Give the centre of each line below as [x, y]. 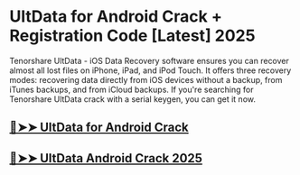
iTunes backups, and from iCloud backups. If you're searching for [131, 89]
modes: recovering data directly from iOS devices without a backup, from [146, 79]
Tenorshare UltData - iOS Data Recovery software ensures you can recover [149, 60]
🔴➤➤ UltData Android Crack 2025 [106, 158]
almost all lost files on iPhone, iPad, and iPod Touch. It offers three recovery [150, 70]
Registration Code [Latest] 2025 [132, 36]
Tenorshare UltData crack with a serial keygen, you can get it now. [132, 99]
